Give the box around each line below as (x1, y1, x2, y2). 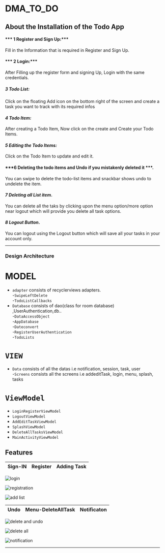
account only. (5, 235, 33, 241)
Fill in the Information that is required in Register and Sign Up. (5, 47, 130, 53)
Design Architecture (5, 252, 55, 259)
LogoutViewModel (12, 414, 46, 419)
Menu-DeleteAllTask (25, 506, 75, 513)
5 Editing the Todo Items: (5, 142, 57, 148)
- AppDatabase (12, 318, 39, 324)
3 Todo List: (5, 86, 30, 92)
